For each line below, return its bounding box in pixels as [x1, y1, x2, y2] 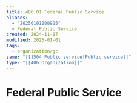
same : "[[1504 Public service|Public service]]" [6, 54, 132, 60]
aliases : [6, 15, 28, 21]
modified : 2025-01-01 [6, 37, 61, 43]
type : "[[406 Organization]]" [6, 59, 83, 65]
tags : [6, 43, 20, 49]
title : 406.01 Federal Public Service [6, 8, 104, 15]
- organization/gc [12, 48, 59, 55]
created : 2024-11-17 [6, 32, 59, 38]
